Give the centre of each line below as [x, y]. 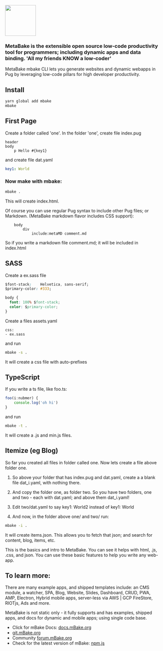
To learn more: [28, 576]
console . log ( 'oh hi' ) [36, 403]
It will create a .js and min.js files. [39, 435]
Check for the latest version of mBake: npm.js [58, 643]
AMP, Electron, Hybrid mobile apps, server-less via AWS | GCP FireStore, [79, 598]
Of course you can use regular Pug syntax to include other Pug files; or [77, 210]
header [12, 142]
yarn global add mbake [28, 101]
